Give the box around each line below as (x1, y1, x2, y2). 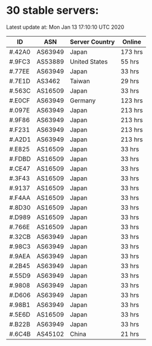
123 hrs (120, 96, 143, 105)
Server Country (69, 37, 115, 45)
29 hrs (120, 77, 139, 85)
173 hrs (120, 47, 143, 56)
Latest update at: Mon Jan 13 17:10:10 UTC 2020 (6, 23, 125, 31)
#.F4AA (9, 193, 31, 202)
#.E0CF (9, 96, 30, 105)
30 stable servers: (6, 4, 100, 17)
